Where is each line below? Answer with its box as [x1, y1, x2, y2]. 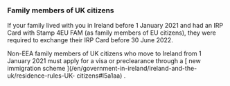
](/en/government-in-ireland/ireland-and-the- [67, 64, 197, 73]
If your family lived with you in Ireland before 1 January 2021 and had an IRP [7, 21, 224, 30]
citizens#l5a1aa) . [76, 71, 126, 80]
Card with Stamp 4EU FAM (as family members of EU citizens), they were [7, 28, 216, 37]
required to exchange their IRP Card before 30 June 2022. [7, 36, 173, 44]
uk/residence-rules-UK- [7, 71, 76, 80]
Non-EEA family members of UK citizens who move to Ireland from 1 [7, 49, 202, 58]
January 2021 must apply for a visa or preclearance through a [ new [7, 57, 201, 65]
